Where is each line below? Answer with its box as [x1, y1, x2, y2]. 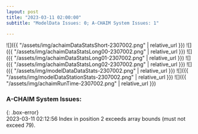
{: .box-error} [6, 109, 39, 116]
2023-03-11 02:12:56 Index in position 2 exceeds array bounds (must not [6, 115, 185, 122]
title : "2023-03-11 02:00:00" [6, 14, 82, 20]
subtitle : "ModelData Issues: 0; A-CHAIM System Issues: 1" [6, 20, 160, 26]
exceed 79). [6, 121, 36, 129]
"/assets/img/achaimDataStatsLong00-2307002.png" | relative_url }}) [14, 48, 185, 55]
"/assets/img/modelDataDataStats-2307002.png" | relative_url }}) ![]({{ [14, 67, 188, 75]
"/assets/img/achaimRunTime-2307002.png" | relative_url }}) [6, 80, 157, 87]
